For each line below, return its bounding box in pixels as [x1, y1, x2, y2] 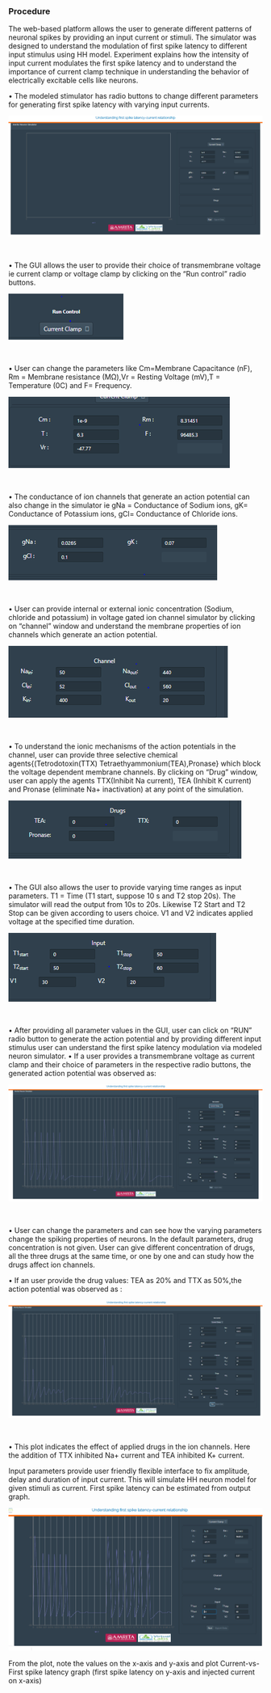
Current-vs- [220, 1659, 260, 1669]
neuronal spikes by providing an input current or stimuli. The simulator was [8, 32, 256, 42]
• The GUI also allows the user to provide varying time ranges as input [8, 882, 242, 892]
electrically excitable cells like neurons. [8, 75, 139, 86]
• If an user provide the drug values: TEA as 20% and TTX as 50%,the [8, 1275, 242, 1285]
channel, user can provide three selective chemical [8, 749, 178, 759]
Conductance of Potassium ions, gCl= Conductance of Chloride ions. [8, 509, 238, 518]
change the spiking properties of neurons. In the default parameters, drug [8, 1234, 254, 1243]
